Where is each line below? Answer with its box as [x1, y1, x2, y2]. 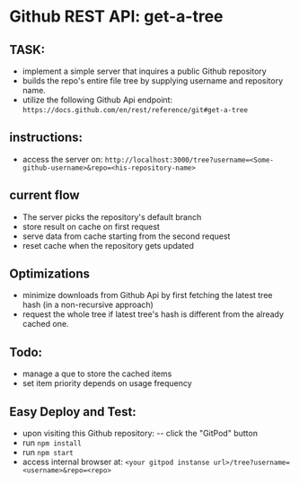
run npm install [22, 437, 83, 448]
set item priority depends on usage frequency [22, 378, 193, 389]
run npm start [22, 447, 74, 458]
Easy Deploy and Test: [9, 404, 136, 419]
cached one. [22, 319, 69, 330]
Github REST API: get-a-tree [9, 6, 224, 27]
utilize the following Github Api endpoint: [22, 94, 173, 105]
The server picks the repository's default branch [22, 211, 202, 222]
